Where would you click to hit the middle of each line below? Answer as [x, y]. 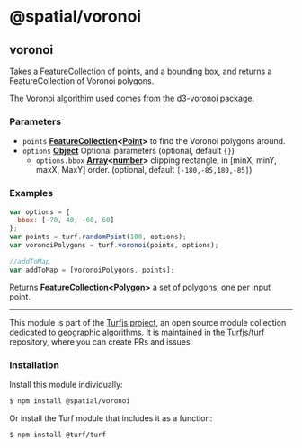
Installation [35, 364]
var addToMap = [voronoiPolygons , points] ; [92, 270]
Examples [31, 193]
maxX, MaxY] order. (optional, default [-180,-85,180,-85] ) [144, 170]
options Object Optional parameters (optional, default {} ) [129, 151]
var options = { [40, 212]
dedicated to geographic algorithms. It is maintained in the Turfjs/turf [137, 332]
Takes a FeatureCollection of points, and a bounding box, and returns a [141, 71]
